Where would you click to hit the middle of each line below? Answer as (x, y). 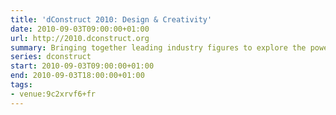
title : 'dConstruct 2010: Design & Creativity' (111, 19)
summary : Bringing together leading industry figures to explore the (158, 47)
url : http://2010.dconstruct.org (80, 38)
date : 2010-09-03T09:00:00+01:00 (80, 29)
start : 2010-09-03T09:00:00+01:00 (82, 66)
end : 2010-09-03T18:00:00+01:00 (77, 76)
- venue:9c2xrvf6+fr (53, 94)
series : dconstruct (51, 57)
